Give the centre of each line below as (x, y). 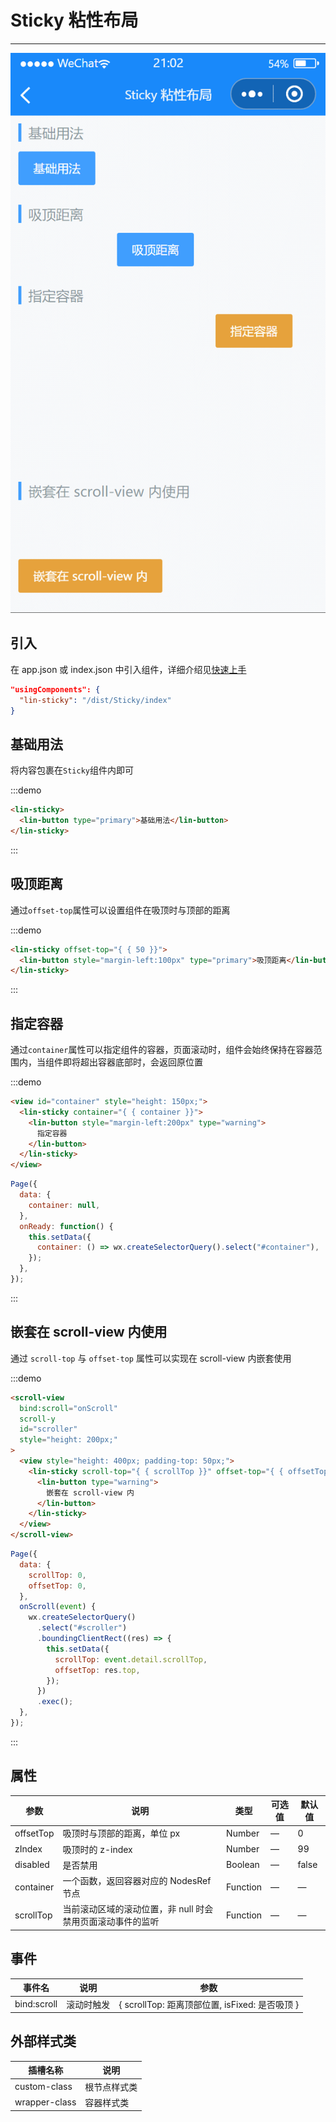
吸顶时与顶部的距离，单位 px (121, 1833)
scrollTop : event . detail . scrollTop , (131, 1659)
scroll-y (37, 1419)
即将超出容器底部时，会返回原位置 (132, 1062)
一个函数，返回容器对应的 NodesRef (137, 1881)
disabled (32, 1865)
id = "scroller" (48, 1429)
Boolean (243, 1865)
